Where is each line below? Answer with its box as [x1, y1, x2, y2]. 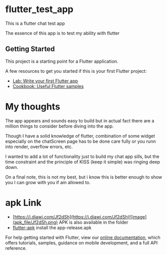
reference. [5, 245, 27, 251]
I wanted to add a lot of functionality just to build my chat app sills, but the [5, 153, 159, 159]
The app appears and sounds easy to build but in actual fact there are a [5, 117, 154, 123]
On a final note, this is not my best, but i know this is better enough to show [5, 174, 162, 180]
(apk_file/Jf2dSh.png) [12, 219, 58, 225]
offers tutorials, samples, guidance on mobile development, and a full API [5, 239, 158, 246]
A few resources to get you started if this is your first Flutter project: [5, 68, 147, 74]
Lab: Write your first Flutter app [12, 77, 78, 84]
